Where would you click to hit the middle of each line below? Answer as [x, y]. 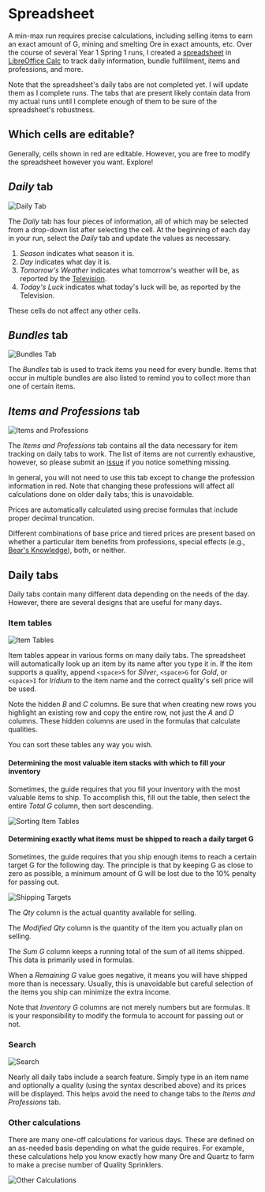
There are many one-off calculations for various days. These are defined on [131, 1140]
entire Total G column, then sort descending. [81, 806]
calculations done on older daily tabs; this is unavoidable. [101, 494]
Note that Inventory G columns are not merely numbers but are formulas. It [129, 1007]
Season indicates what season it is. [77, 253]
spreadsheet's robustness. [52, 109]
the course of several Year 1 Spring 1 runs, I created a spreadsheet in [120, 52]
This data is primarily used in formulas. [71, 960]
